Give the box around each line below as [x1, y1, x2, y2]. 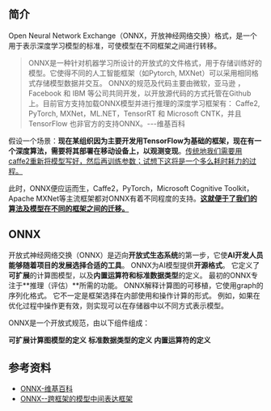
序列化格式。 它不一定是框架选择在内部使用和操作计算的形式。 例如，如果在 [8, 290, 260, 300]
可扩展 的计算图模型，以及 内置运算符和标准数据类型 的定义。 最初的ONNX [8, 270, 252, 280]
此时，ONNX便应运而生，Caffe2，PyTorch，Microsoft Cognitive [8, 183, 222, 193]
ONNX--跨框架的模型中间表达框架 [19, 394, 133, 404]
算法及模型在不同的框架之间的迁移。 [8, 203, 129, 213]
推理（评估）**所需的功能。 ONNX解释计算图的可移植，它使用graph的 [29, 280, 264, 290]
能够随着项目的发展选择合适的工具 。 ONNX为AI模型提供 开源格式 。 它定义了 [8, 260, 260, 269]
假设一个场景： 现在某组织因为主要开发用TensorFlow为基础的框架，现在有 [8, 136, 255, 146]
